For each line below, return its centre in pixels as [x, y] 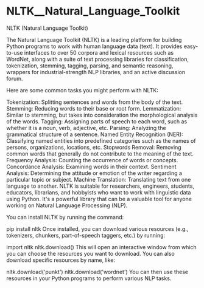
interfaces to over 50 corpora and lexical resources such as [99, 52]
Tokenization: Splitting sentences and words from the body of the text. [95, 102]
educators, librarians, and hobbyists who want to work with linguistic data [99, 192]
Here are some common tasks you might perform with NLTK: [82, 90]
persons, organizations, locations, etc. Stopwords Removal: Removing [94, 147]
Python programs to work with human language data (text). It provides [94, 46]
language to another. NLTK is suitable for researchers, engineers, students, [100, 186]
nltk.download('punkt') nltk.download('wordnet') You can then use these [97, 272]
